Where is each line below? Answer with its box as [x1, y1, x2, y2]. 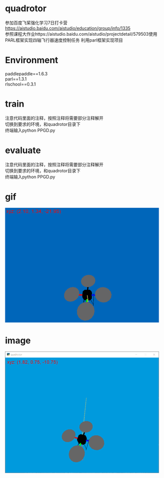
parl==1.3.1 [5, 76, 27, 82]
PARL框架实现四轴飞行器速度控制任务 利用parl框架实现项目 [5, 37, 123, 43]
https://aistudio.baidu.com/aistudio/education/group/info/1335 [5, 25, 131, 31]
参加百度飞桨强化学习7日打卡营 [5, 20, 67, 25]
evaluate [5, 145, 41, 156]
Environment [5, 55, 59, 66]
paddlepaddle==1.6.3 [5, 70, 48, 76]
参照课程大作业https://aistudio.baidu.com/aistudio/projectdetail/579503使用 [5, 31, 158, 37]
